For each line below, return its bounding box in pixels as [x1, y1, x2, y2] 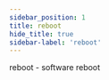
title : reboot [9, 21, 63, 30]
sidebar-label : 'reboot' [9, 37, 102, 47]
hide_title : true [9, 29, 74, 38]
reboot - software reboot [9, 62, 101, 73]
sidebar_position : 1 [9, 12, 87, 22]
